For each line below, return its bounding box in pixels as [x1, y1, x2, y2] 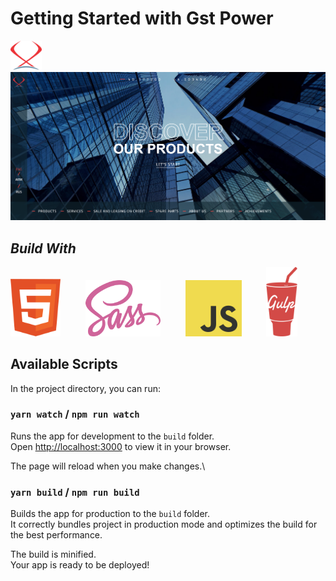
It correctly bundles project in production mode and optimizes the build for [10, 518, 318, 531]
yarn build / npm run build [10, 485, 140, 499]
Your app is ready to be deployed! [10, 559, 150, 571]
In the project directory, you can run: [10, 382, 161, 394]
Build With [10, 240, 77, 257]
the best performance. [10, 529, 103, 541]
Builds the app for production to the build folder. [10, 508, 211, 520]
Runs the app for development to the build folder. [10, 430, 215, 442]
